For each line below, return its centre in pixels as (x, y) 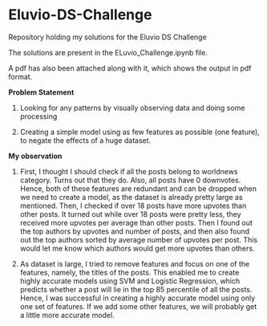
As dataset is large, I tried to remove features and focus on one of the (135, 263)
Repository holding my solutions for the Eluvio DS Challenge (107, 37)
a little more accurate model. (67, 315)
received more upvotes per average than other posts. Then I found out (136, 222)
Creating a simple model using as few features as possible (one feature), (140, 132)
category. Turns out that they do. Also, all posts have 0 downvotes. (130, 180)
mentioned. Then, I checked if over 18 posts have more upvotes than (133, 206)
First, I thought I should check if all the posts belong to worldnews (129, 171)
